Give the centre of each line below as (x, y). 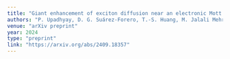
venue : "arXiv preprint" (42, 26)
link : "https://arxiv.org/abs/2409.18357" (68, 45)
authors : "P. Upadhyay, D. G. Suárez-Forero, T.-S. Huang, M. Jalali (108, 20)
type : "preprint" (32, 39)
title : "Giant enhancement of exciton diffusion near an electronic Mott (115, 13)
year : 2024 (23, 32)
